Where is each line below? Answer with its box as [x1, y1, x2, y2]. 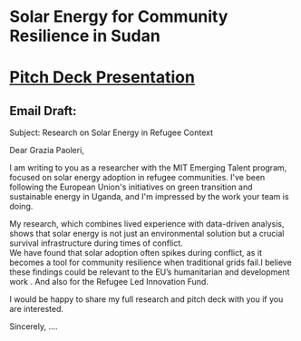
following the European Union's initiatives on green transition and [9, 181, 253, 192]
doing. [9, 201, 34, 212]
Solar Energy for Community [9, 6, 228, 27]
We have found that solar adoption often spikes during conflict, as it [9, 248, 263, 258]
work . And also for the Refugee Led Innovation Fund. [9, 277, 209, 287]
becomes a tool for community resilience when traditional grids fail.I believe [9, 257, 292, 268]
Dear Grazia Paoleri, [9, 145, 84, 156]
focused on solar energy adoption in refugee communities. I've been [9, 172, 266, 183]
